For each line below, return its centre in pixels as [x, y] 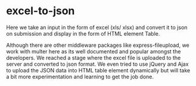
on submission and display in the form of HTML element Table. [83, 33]
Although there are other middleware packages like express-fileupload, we [98, 45]
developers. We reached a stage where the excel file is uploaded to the [94, 58]
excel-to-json [41, 11]
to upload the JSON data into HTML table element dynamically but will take [98, 70]
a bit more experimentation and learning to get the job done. [80, 77]
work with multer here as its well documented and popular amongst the [94, 51]
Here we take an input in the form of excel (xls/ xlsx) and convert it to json [97, 27]
